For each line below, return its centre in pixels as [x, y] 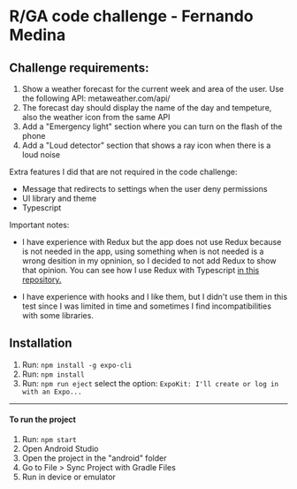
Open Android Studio [60, 449]
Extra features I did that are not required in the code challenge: [123, 172]
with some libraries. [58, 315]
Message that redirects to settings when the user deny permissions [145, 189]
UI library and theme [59, 198]
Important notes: [39, 225]
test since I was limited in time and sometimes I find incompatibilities [147, 306]
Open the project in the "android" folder [94, 458]
